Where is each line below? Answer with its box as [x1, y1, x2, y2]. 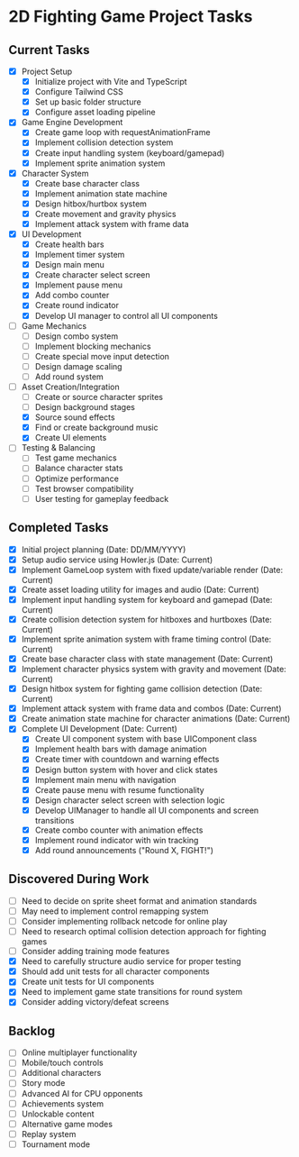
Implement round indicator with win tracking [34, 834, 199, 845]
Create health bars [34, 239, 104, 250]
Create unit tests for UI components [21, 976, 155, 988]
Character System [21, 168, 89, 178]
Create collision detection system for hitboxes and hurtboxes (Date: [21, 614, 272, 624]
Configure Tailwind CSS [34, 87, 123, 97]
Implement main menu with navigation [34, 774, 177, 785]
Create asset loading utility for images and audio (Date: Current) [21, 584, 260, 595]
